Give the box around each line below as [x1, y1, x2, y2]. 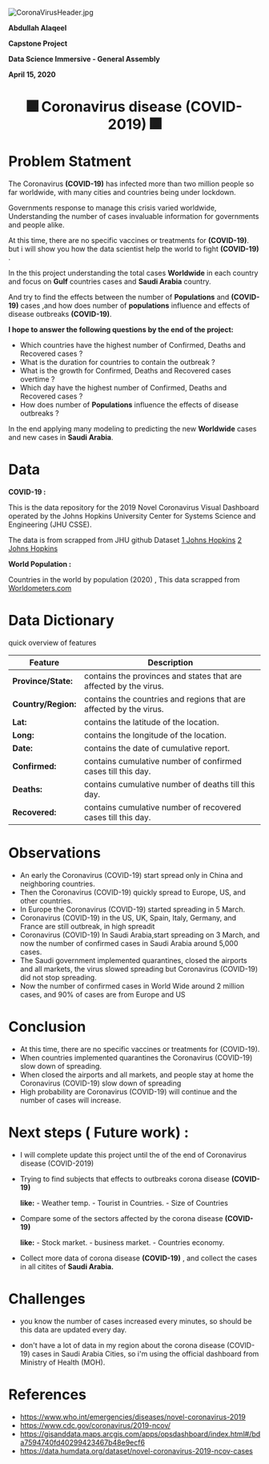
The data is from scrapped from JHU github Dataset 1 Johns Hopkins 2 [8, 536, 243, 545]
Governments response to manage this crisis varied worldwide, [8, 203, 217, 212]
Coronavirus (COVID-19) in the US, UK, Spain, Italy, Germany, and [19, 912, 237, 922]
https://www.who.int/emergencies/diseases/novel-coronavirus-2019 [19, 1412, 246, 1422]
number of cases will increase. [19, 1095, 122, 1105]
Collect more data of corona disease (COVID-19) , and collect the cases [19, 1253, 258, 1263]
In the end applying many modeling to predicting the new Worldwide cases [8, 424, 257, 434]
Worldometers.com [8, 584, 72, 593]
